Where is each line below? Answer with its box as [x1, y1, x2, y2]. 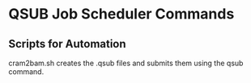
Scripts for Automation [8, 37, 127, 51]
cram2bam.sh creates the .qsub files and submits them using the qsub [8, 58, 244, 68]
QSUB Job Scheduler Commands [8, 5, 235, 23]
